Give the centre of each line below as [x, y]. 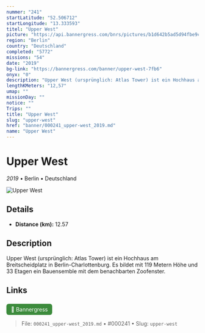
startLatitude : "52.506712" [42, 18]
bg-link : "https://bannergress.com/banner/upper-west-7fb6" [85, 69]
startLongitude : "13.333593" [43, 23]
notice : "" [20, 103]
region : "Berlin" [28, 40]
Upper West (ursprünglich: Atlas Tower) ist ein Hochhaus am [82, 258]
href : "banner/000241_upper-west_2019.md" [61, 126]
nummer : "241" [24, 12]
